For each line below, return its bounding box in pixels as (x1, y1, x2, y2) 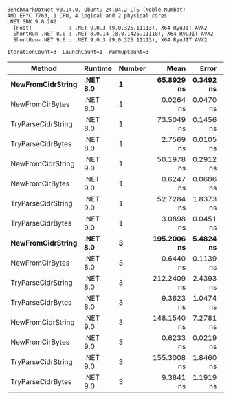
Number (118, 63, 146, 73)
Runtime (83, 63, 112, 73)
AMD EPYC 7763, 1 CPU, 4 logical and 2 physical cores (7, 12, 168, 19)
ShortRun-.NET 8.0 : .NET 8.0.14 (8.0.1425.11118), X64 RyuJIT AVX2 (13, 30, 214, 37)
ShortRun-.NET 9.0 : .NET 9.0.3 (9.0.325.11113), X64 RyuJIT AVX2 (13, 37, 208, 43)
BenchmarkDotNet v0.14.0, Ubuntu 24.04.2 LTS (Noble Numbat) (7, 6, 186, 13)
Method (30, 63, 57, 73)
